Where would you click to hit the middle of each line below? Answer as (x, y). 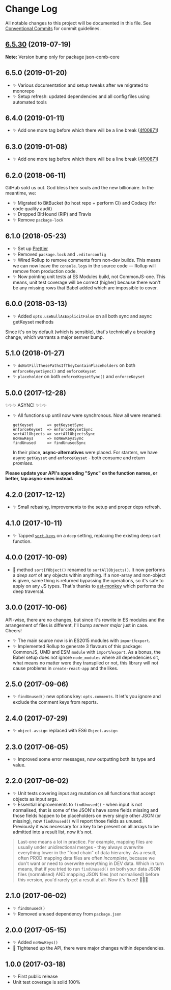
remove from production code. (45, 271)
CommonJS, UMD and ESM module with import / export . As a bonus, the (87, 652)
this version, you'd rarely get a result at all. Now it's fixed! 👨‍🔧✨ (83, 880)
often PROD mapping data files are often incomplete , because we (86, 858)
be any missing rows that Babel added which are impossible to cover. (85, 288)
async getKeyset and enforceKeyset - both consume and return (79, 458)
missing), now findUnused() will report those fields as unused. (78, 821)
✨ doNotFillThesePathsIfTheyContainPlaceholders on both (74, 365)
